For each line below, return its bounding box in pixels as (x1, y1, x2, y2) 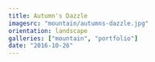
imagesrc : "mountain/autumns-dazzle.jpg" (8, 19, 149, 27)
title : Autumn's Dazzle (8, 11, 88, 20)
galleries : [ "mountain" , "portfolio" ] (8, 34, 138, 43)
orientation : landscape (8, 27, 88, 35)
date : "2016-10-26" (8, 42, 74, 50)
